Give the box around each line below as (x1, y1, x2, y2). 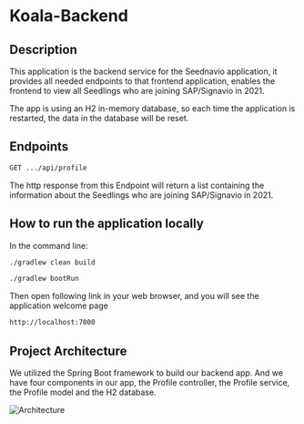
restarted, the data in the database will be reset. (9, 113, 189, 123)
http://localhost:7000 (9, 318, 96, 327)
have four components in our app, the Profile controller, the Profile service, (9, 377, 290, 388)
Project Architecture (9, 343, 127, 358)
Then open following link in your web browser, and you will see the (9, 291, 259, 302)
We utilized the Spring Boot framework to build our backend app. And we (9, 367, 284, 378)
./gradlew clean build (9, 257, 96, 267)
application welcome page (9, 300, 109, 311)
